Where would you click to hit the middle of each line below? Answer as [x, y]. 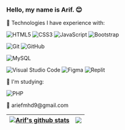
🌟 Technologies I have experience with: [56, 23]
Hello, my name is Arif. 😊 [44, 10]
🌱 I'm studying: [25, 82]
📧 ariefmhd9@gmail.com [37, 105]
